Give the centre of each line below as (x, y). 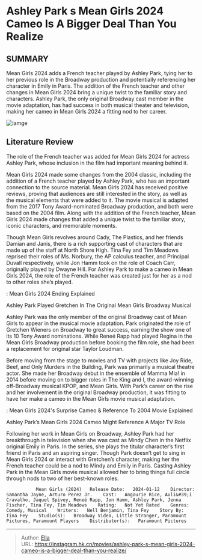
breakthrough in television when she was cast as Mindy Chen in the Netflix (99, 440)
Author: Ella (35, 537)
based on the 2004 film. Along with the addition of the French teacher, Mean (101, 213)
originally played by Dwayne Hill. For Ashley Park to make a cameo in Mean (99, 269)
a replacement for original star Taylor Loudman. (65, 348)
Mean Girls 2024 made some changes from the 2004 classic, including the (99, 174)
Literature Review (40, 142)
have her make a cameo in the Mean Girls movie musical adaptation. (91, 398)
